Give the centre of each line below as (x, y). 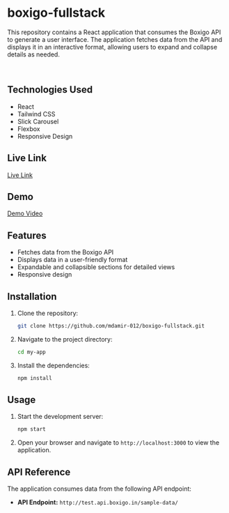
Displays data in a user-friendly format (72, 260)
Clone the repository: (48, 313)
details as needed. (34, 54)
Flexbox (29, 129)
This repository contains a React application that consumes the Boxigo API (114, 32)
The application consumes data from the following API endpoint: (99, 489)
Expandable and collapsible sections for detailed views (96, 267)
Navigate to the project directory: (65, 339)
